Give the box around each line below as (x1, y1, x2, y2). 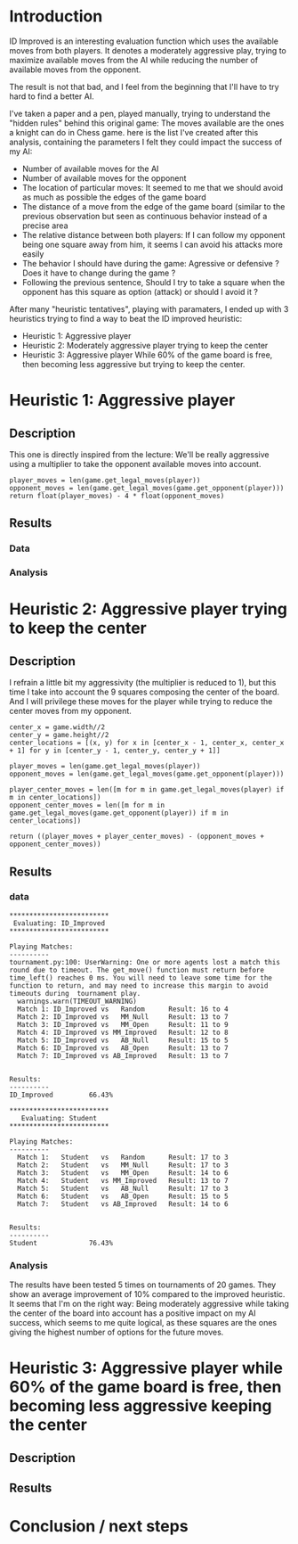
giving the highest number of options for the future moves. (9, 1326, 224, 1338)
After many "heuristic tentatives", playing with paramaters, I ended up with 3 (9, 303, 289, 314)
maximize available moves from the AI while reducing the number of (9, 54, 259, 65)
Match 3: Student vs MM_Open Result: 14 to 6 (17, 1168, 229, 1178)
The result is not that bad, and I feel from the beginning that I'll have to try (9, 81, 279, 92)
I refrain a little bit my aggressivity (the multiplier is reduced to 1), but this (9, 678, 277, 688)
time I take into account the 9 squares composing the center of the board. (9, 686, 280, 697)
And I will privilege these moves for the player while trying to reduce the (9, 696, 273, 707)
